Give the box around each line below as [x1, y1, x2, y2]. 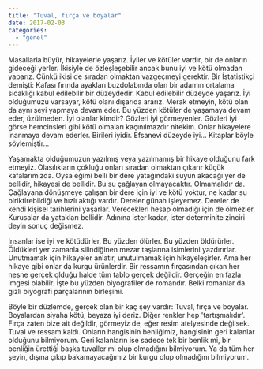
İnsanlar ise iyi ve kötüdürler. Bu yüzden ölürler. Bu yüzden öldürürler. [8, 237, 235, 246]
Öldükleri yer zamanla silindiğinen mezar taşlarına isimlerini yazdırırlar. [8, 245, 237, 255]
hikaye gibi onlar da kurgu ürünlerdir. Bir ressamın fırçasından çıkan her [8, 262, 240, 271]
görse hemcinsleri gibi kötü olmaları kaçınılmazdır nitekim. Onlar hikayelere [8, 122, 251, 132]
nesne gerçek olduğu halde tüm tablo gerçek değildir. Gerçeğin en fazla [8, 270, 242, 280]
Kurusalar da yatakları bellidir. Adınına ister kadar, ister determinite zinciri [8, 213, 246, 222]
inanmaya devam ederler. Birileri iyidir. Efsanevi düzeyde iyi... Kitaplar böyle [8, 131, 254, 140]
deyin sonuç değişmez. [8, 222, 85, 231]
